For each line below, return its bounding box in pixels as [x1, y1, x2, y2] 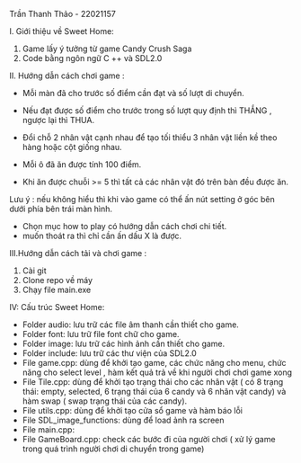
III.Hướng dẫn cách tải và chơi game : [9, 248, 147, 258]
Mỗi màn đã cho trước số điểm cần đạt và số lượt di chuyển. [22, 88, 244, 98]
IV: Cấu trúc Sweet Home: [9, 302, 105, 312]
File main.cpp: [22, 424, 75, 435]
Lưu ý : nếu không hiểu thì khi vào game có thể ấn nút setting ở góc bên [9, 194, 276, 204]
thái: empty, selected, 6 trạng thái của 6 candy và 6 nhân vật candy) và [22, 387, 287, 396]
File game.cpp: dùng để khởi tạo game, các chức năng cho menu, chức [22, 358, 287, 368]
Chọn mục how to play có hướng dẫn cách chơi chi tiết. [22, 221, 227, 231]
